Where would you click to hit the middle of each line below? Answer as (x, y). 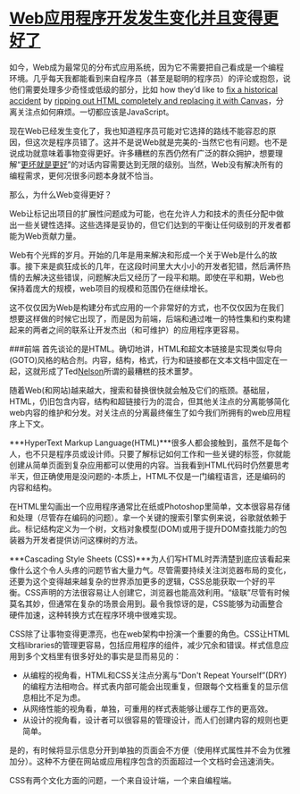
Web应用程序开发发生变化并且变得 (136, 18)
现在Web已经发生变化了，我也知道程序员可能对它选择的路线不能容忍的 (139, 131)
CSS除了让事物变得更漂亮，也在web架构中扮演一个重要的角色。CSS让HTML (150, 634)
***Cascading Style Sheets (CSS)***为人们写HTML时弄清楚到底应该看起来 (150, 559)
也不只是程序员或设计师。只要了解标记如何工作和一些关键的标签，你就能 (158, 453)
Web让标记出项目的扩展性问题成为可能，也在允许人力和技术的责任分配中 (143, 213)
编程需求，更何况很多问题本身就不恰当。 (83, 175)
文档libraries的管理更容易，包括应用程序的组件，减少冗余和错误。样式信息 (145, 645)
